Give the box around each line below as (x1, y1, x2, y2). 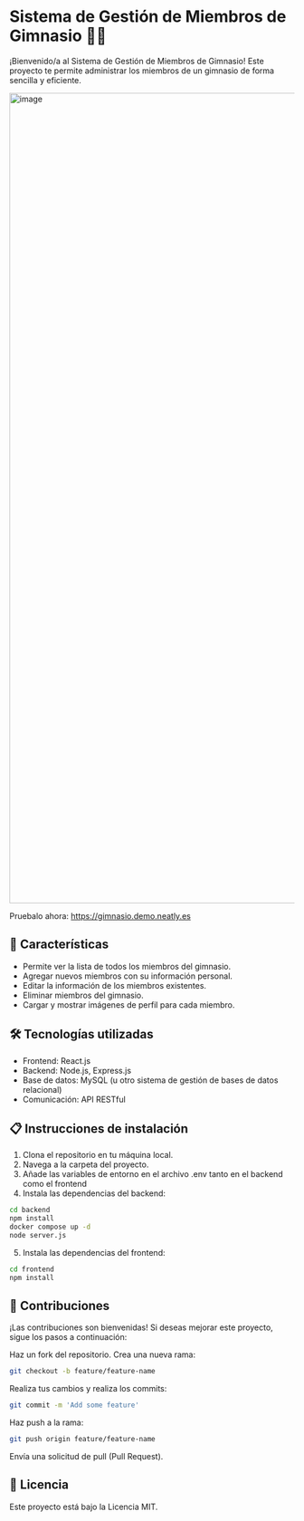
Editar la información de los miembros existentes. (22, 980, 206, 990)
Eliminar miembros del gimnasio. (22, 990, 145, 1000)
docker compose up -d (9, 1222, 91, 1232)
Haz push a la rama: (9, 1417, 84, 1428)
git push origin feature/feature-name (9, 1435, 156, 1444)
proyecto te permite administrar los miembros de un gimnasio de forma (9, 65, 274, 76)
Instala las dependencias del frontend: (22, 1247, 166, 1258)
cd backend (9, 1206, 51, 1215)
